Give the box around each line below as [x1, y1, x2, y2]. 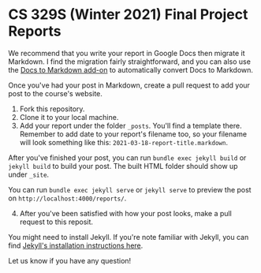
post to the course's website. [8, 88, 103, 98]
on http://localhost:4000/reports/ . [8, 193, 127, 203]
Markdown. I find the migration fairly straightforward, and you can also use [8, 57, 251, 66]
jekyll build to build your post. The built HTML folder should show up [8, 161, 238, 170]
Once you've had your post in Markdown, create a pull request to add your [8, 80, 251, 90]
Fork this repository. [19, 104, 85, 114]
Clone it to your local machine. [19, 112, 119, 122]
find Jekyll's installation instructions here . [8, 241, 144, 250]
